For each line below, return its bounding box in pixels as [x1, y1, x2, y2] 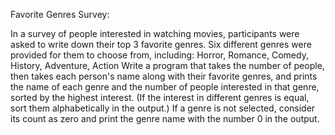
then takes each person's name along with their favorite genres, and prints [10, 70, 318, 82]
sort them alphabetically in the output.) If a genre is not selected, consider [10, 102, 316, 114]
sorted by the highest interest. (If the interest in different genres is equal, [10, 92, 310, 103]
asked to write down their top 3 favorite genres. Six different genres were [10, 39, 312, 50]
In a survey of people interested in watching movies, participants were [10, 28, 300, 39]
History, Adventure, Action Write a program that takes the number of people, [10, 60, 325, 71]
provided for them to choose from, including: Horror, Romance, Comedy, [10, 49, 309, 61]
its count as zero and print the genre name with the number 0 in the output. [10, 113, 320, 124]
